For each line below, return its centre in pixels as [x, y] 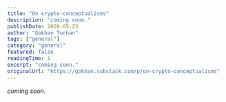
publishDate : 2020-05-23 [43, 26]
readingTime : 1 [29, 59]
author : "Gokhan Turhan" [43, 33]
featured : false [30, 52]
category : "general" [37, 45]
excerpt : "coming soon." [43, 65]
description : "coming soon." [49, 20]
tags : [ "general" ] [33, 39]
